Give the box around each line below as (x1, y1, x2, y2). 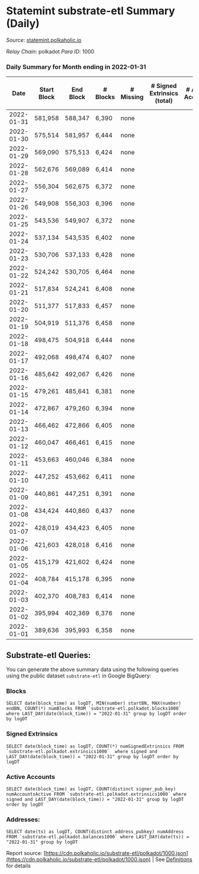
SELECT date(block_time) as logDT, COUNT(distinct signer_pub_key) (6, 786, 176, 792)
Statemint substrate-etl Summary (6, 4, 175, 18)
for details (6, 862, 31, 869)
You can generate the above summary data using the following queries (6, 666, 179, 673)
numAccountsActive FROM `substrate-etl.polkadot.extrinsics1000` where (6, 791, 187, 797)
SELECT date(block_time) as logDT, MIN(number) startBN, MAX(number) (6, 701, 182, 707)
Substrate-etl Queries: (6, 650, 91, 660)
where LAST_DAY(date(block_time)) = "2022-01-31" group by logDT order (6, 711, 187, 717)
